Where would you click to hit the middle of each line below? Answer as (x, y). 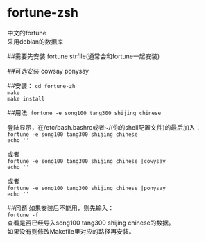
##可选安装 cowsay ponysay (48, 71)
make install (26, 98)
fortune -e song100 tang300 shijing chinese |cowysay (87, 161)
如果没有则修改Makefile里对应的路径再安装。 (71, 231)
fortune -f (23, 215)
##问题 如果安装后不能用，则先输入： (61, 208)
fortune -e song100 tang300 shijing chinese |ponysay (87, 188)
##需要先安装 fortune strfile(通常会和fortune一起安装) (84, 56)
